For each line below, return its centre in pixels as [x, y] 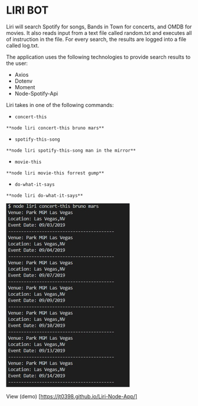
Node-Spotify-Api [36, 93]
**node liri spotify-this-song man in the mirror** [71, 150]
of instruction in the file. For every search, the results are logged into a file [96, 39]
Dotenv [23, 81]
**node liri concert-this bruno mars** [55, 128]
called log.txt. [23, 46]
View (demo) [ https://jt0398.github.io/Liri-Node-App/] [72, 396]
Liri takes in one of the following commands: [60, 105]
